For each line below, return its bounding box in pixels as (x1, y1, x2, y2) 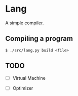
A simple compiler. (5, 20, 44, 26)
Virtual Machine (12, 75, 46, 81)
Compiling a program (5, 34, 73, 43)
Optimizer (12, 85, 33, 91)
